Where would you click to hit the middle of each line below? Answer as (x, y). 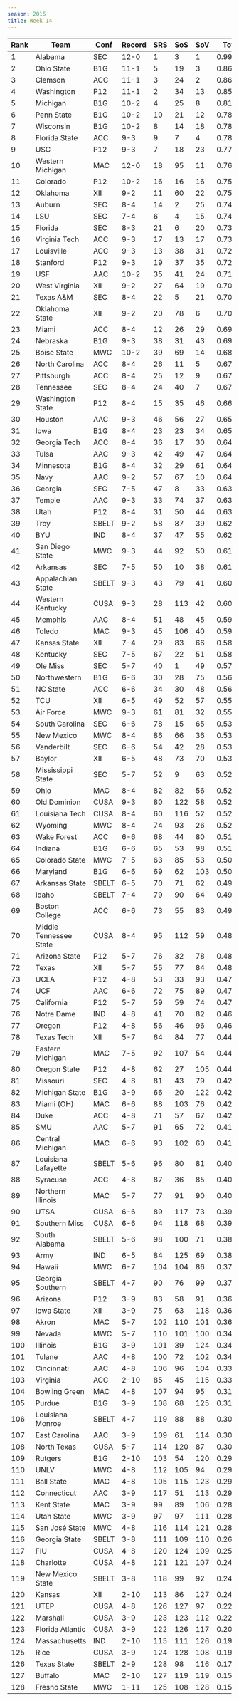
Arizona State (58, 956)
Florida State (57, 137)
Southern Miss (59, 1223)
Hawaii (47, 1266)
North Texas (56, 1447)
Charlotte (51, 1562)
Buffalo (47, 1675)
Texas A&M (54, 297)
